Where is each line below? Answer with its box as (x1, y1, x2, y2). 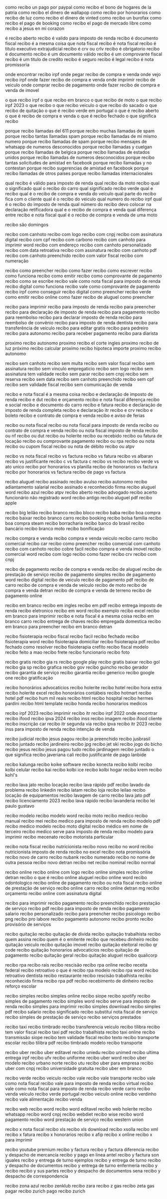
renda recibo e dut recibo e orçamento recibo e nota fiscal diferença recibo (5, 397, 160, 402)
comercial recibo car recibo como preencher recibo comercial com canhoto (5, 541, 161, 546)
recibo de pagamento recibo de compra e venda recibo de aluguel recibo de (5, 566, 162, 572)
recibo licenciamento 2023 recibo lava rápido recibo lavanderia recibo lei (5, 798, 156, 804)
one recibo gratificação (5, 675, 53, 681)
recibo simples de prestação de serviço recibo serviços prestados (5, 1014, 141, 1020)
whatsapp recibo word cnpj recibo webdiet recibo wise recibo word (5, 1112, 144, 1117)
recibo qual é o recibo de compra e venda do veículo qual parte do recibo (5, 191, 157, 196)
